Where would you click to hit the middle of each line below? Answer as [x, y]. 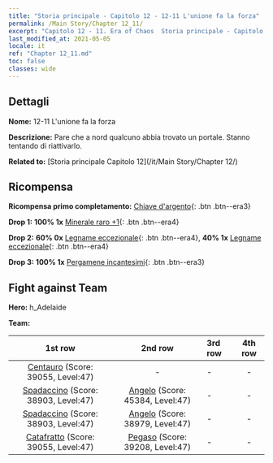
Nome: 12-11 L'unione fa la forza [62, 121]
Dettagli [29, 102]
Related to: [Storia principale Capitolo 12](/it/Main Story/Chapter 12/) [123, 161]
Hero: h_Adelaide [37, 307]
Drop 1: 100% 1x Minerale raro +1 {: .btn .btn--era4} [94, 222]
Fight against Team [58, 288]
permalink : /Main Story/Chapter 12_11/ [76, 24]
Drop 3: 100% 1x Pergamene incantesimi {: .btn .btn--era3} [107, 262]
